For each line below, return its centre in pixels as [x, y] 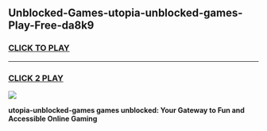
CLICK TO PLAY [39, 48]
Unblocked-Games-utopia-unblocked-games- [126, 13]
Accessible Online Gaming [53, 118]
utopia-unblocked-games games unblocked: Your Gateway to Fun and [126, 110]
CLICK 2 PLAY [36, 78]
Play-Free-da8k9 [51, 26]
